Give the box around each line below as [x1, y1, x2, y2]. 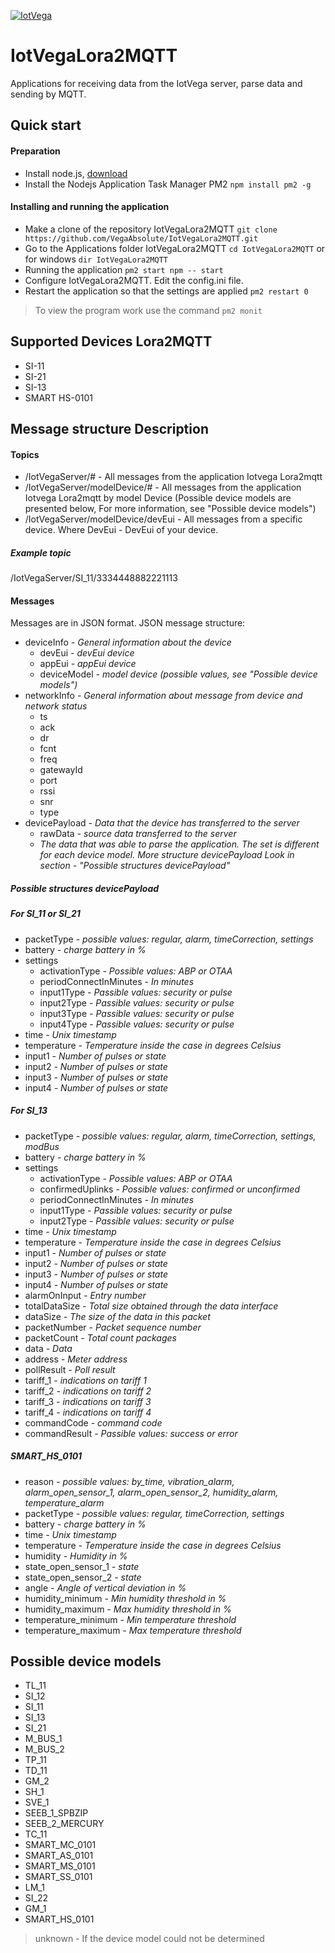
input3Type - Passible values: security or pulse [39, 1007, 235, 1019]
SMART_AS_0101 [24, 1850, 94, 1862]
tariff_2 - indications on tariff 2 [24, 1385, 152, 1397]
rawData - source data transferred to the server [39, 828, 237, 840]
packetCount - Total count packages [24, 1331, 177, 1344]
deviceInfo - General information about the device [24, 636, 232, 649]
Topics [10, 448, 40, 460]
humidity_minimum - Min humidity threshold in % [24, 1592, 227, 1604]
